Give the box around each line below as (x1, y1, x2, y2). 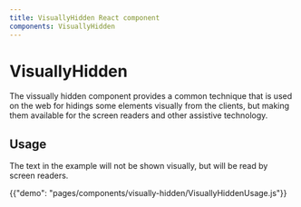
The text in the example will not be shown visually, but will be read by (9, 161, 268, 172)
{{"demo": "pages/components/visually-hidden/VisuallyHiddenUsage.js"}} (9, 188, 287, 199)
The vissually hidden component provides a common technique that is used (9, 91, 293, 102)
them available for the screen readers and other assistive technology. (9, 110, 268, 121)
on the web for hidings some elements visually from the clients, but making (9, 101, 290, 112)
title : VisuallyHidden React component (9, 13, 160, 23)
